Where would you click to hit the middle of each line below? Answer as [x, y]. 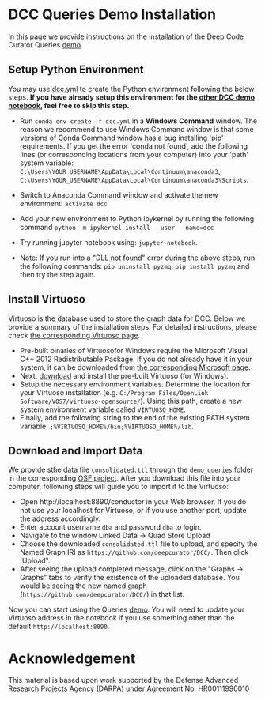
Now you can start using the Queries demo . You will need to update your [127, 609]
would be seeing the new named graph [83, 586]
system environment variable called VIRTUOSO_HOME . [102, 409]
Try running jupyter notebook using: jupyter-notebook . [108, 242]
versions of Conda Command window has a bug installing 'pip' [121, 138]
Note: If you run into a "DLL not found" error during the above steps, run [137, 258]
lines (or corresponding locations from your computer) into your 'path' [134, 154]
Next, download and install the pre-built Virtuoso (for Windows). [124, 375]
